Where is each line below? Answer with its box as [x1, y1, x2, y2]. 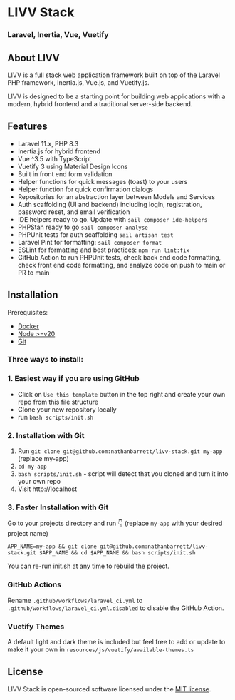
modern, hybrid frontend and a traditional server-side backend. [7, 99, 193, 108]
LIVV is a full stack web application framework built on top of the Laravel [7, 71, 221, 79]
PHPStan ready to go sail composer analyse [17, 223, 148, 231]
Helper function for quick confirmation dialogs [17, 185, 154, 193]
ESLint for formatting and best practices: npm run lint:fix [17, 245, 190, 254]
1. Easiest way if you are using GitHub [7, 374, 140, 384]
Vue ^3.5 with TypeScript [17, 154, 92, 163]
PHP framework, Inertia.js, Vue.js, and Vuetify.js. [7, 78, 150, 86]
